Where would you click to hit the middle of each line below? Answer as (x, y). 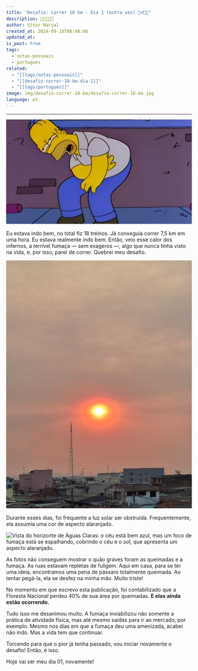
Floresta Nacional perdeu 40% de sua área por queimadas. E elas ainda (93, 596)
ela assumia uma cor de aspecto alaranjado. (60, 524)
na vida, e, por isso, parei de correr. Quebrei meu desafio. (76, 252)
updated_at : (21, 37)
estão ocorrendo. (28, 603)
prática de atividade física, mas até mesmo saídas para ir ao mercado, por (96, 620)
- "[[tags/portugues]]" (40, 87)
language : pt (22, 100)
